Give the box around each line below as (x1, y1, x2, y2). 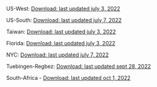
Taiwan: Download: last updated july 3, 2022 (6, 28, 116, 35)
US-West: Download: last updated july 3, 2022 (6, 5, 120, 12)
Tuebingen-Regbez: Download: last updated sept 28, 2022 (6, 63, 151, 70)
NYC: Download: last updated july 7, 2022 (6, 51, 109, 58)
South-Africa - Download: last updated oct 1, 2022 (6, 74, 131, 81)
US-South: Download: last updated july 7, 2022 (6, 17, 122, 23)
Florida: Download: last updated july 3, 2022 (6, 40, 116, 46)
